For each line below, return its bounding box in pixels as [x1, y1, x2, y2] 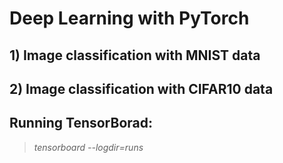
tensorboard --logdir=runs [33, 141, 144, 153]
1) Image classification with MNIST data [9, 47, 261, 64]
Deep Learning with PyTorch [9, 7, 250, 30]
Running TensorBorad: [9, 115, 153, 132]
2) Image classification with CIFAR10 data [9, 80, 274, 97]
